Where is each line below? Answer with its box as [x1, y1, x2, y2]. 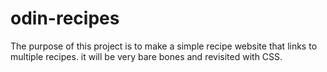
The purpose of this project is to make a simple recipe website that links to [10, 40, 318, 52]
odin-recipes [10, 7, 120, 30]
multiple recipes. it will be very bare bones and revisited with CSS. [10, 50, 283, 62]
